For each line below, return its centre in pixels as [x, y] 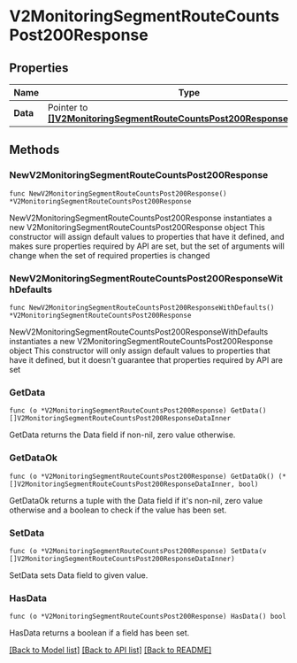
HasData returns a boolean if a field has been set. [99, 633]
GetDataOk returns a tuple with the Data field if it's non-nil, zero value [136, 500]
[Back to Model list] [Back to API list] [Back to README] [110, 650]
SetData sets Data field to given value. [79, 575]
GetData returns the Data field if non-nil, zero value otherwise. [122, 435]
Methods [34, 150]
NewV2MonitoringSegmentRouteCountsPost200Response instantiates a [141, 218]
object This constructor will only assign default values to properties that [140, 351]
